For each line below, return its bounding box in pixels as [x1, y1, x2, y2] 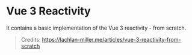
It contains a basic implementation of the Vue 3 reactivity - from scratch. [6, 24, 187, 31]
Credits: [20, 36, 41, 43]
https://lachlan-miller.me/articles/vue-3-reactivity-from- [42, 36, 181, 43]
